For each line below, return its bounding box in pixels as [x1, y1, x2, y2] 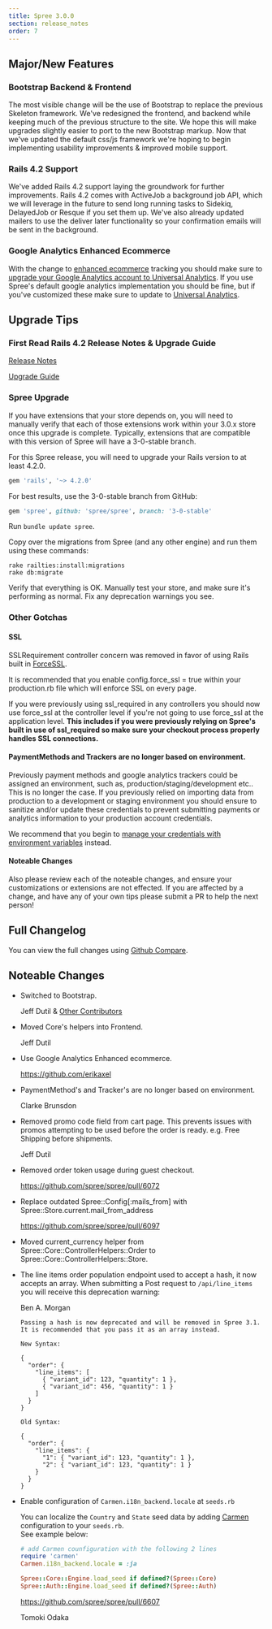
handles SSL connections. [8, 733, 99, 743]
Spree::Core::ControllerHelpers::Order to [19, 1245, 156, 1255]
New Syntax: [19, 1340, 61, 1348]
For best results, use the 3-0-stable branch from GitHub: [8, 491, 197, 500]
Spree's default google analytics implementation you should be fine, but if [8, 281, 256, 291]
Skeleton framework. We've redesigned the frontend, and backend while [8, 109, 251, 119]
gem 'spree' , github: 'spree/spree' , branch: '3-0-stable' [8, 507, 213, 515]
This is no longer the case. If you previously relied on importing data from [8, 787, 254, 797]
